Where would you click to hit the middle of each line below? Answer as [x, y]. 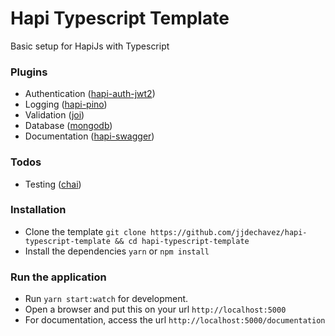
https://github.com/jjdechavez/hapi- [228, 232]
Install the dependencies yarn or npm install [117, 251]
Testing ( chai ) [53, 184]
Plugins [29, 72]
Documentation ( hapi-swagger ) [89, 136]
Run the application [58, 277]
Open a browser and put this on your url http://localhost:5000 [155, 309]
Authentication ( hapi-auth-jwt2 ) [90, 94]
